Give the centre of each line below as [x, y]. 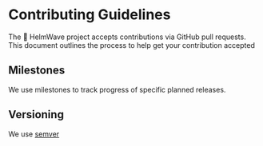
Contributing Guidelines [90, 15]
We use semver [34, 134]
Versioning [36, 114]
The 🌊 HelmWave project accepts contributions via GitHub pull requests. [127, 37]
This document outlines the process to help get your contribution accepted [132, 45]
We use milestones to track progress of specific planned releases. [117, 89]
